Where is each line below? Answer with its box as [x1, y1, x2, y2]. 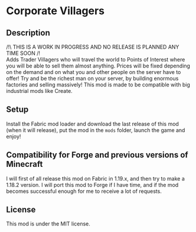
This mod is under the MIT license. [6, 220, 90, 227]
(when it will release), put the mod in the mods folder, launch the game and [6, 126, 185, 134]
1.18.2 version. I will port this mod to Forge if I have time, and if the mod [6, 181, 179, 188]
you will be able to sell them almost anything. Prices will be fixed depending [6, 62, 191, 69]
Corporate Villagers [6, 4, 105, 18]
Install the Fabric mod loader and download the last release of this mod [6, 120, 179, 127]
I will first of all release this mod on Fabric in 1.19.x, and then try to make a [6, 175, 185, 182]
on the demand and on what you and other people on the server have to [6, 69, 181, 75]
